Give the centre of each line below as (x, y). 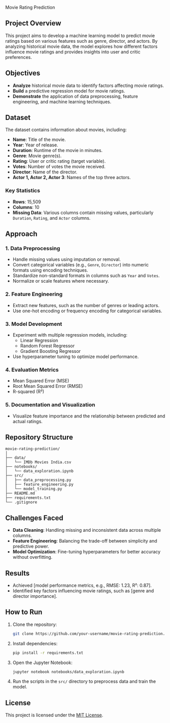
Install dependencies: (35, 643)
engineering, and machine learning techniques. (62, 102)
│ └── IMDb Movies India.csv (38, 462)
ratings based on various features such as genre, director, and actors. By (81, 41)
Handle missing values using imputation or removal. (66, 259)
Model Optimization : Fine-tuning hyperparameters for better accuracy (87, 552)
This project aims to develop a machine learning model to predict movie (80, 36)
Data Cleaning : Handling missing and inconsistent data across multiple (87, 530)
